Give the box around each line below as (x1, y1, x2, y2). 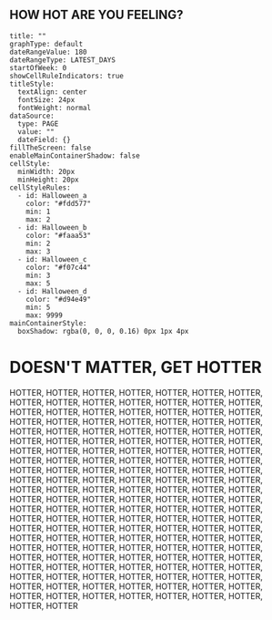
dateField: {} (17, 135, 71, 144)
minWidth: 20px (17, 167, 76, 176)
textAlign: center (17, 87, 88, 97)
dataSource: (9, 111, 55, 120)
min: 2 (25, 239, 51, 248)
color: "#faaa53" (25, 231, 92, 240)
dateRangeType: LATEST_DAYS (9, 55, 116, 65)
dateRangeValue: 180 (9, 47, 88, 57)
